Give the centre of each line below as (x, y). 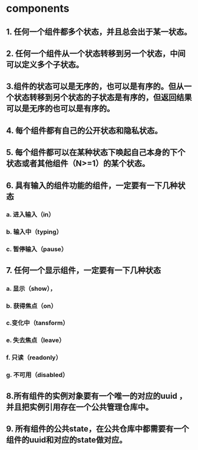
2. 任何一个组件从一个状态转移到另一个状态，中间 (96, 53)
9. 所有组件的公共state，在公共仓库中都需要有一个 (98, 429)
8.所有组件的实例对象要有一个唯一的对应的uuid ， (97, 396)
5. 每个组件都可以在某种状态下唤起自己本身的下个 (96, 152)
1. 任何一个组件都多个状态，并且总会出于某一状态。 (99, 32)
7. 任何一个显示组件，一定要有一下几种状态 (83, 270)
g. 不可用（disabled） (37, 375)
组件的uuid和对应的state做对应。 (67, 440)
